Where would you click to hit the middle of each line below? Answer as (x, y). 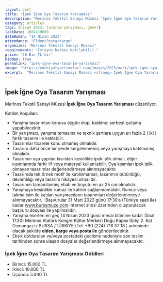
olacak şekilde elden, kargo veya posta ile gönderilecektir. (71, 231)
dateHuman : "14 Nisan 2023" (33, 37)
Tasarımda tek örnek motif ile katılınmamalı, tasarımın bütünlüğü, (76, 174)
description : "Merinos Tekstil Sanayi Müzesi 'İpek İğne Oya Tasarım (77, 18)
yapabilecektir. (27, 128)
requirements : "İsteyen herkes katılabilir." (52, 50)
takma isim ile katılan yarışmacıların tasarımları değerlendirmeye (76, 195)
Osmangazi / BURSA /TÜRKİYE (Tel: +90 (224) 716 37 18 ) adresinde (80, 225)
